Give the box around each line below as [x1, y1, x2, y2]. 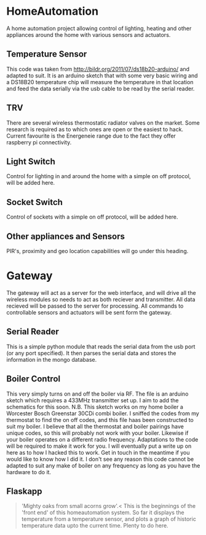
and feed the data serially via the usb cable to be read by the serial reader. [6, 85, 195, 92]
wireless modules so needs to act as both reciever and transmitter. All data [6, 295, 196, 303]
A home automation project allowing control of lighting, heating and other [6, 25, 192, 32]
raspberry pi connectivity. [6, 138, 72, 146]
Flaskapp [6, 486, 42, 496]
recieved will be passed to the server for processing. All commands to [6, 302, 184, 310]
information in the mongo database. [6, 356, 97, 363]
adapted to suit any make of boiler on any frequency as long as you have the [6, 462, 200, 469]
